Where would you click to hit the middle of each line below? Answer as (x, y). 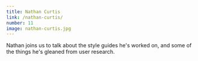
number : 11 (20, 23)
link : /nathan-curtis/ (35, 17)
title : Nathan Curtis (33, 12)
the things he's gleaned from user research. (61, 52)
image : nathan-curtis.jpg (39, 28)
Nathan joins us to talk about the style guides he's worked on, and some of (99, 45)
